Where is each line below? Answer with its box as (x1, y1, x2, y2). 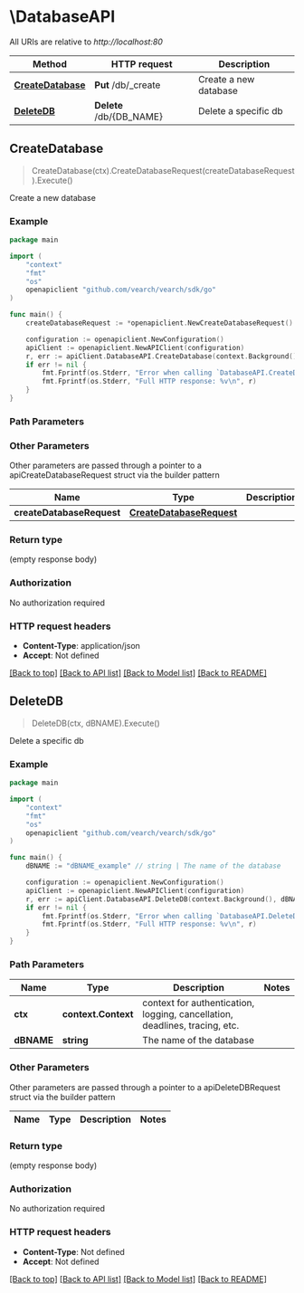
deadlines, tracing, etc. (142, 1020, 240, 1032)
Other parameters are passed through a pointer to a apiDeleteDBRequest (9, 1081, 280, 1092)
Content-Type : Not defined (22, 1246, 125, 1257)
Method (33, 57, 68, 70)
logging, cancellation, (142, 1008, 233, 1021)
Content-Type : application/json (22, 641, 140, 651)
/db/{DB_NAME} (94, 110, 163, 123)
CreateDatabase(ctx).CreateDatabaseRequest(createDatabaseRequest (31, 165, 295, 176)
